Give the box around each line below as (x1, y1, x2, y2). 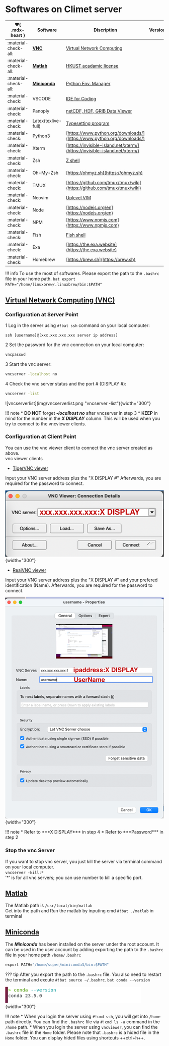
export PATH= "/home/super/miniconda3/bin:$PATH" (5, 962, 109, 967)
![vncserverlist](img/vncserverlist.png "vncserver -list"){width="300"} (5, 400, 151, 406)
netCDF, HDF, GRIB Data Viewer (66, 108, 132, 114)
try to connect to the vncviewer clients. (5, 420, 87, 427)
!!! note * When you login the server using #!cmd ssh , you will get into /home (5, 1013, 161, 1020)
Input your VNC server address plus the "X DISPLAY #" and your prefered (5, 577, 158, 583)
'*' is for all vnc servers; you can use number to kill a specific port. (5, 874, 143, 880)
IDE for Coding (66, 95, 97, 101)
